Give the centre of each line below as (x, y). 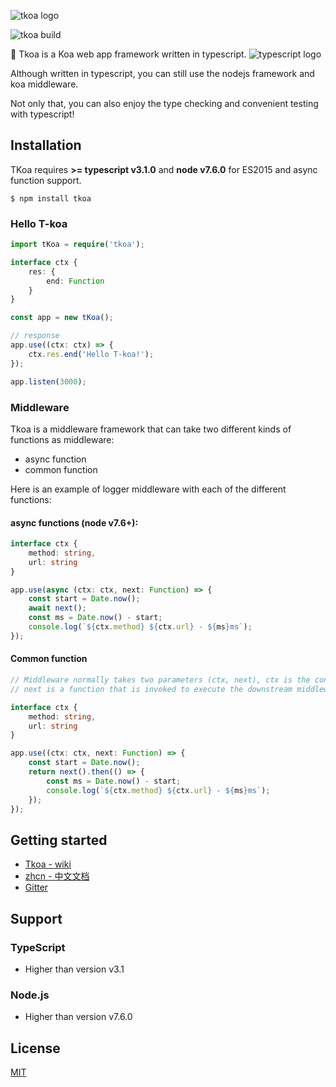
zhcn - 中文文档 (57, 876)
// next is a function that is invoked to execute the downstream (151, 689)
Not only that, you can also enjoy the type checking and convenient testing (164, 103)
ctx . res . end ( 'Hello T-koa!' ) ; (91, 354)
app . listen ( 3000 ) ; (48, 381)
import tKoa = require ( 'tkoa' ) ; (77, 245)
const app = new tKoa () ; (62, 318)
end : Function (75, 281)
